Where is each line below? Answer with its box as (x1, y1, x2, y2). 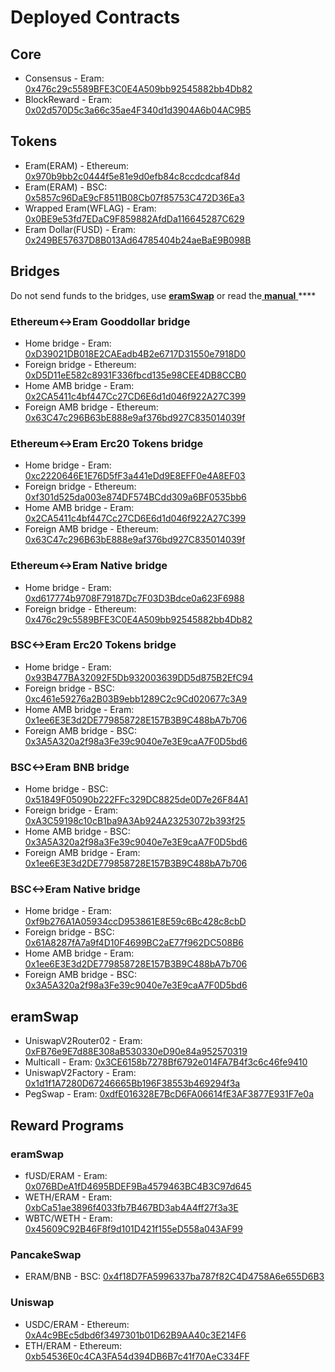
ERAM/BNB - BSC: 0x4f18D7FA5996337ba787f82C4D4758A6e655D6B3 (24, 1271, 325, 1283)
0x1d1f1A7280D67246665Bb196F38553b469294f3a (24, 1077, 241, 1090)
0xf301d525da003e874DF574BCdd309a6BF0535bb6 (24, 491, 247, 503)
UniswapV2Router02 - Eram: (24, 1035, 143, 1047)
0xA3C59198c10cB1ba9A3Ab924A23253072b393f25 (24, 815, 246, 827)
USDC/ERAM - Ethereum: (24, 1318, 130, 1330)
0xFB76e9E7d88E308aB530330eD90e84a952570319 (24, 1046, 248, 1058)
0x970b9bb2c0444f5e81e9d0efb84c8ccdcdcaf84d (24, 170, 241, 182)
